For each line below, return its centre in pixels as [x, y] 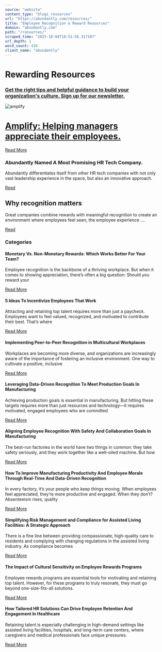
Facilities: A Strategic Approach [38, 525]
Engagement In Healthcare [32, 614]
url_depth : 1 [18, 41]
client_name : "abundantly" [32, 50]
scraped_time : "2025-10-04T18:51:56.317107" [51, 37]
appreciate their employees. [63, 136]
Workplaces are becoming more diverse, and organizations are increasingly [81, 353]
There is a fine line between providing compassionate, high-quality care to [79, 536]
